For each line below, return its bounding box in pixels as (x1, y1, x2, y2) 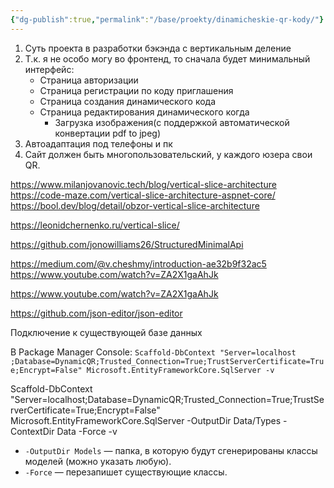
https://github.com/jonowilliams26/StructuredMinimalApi (10, 238, 244, 250)
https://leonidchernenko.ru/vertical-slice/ (10, 219, 180, 231)
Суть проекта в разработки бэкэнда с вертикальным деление (24, 42, 292, 54)
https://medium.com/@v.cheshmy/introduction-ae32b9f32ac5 (10, 257, 267, 270)
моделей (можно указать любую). (24, 455, 172, 467)
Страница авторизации (39, 74, 139, 86)
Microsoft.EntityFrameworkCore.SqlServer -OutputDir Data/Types (10, 414, 282, 426)
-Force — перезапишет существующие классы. (24, 466, 228, 478)
